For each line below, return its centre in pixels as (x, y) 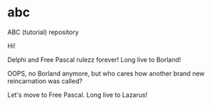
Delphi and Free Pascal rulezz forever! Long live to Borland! (94, 59)
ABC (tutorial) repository (43, 32)
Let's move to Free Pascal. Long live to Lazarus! (78, 95)
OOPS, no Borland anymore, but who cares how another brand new (106, 73)
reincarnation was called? (45, 81)
